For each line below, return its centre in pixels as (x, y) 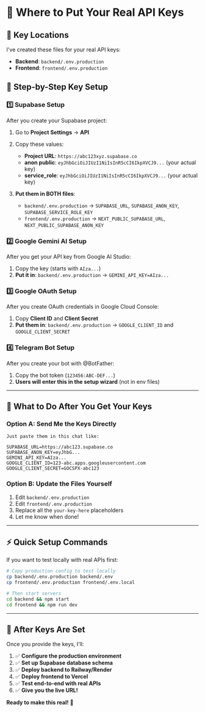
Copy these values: (39, 144)
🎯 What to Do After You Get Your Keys (79, 406)
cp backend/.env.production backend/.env (60, 577)
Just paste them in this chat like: (53, 437)
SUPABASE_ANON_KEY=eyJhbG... (43, 453)
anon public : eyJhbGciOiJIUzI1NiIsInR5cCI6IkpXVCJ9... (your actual (110, 162)
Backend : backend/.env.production (59, 61)
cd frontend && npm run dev (42, 605)
